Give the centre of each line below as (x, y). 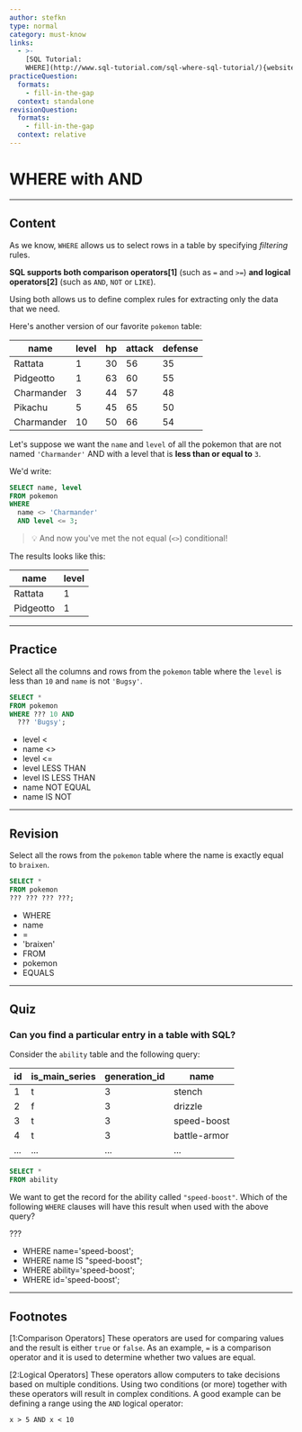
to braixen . (29, 865)
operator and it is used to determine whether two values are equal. (133, 1357)
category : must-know (48, 34)
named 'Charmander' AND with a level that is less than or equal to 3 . (135, 453)
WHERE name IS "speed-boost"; (82, 1261)
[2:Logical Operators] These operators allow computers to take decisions (145, 1374)
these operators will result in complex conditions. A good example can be (145, 1394)
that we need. (35, 309)
